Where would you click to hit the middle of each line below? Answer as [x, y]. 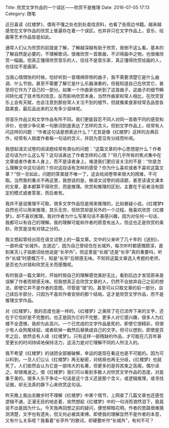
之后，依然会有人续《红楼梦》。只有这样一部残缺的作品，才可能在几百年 [83, 336]
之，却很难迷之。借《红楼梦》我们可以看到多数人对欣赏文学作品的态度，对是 [84, 372]
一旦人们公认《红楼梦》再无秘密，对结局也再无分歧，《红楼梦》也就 [92, 359]
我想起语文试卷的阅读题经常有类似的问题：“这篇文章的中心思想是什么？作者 [83, 149]
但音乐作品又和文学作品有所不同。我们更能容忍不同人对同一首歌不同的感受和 [84, 119]
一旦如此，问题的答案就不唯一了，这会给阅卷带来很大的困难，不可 [89, 174]
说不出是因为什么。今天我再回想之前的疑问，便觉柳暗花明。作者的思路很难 [82, 408]
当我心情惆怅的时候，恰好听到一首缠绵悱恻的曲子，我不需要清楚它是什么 [80, 77]
